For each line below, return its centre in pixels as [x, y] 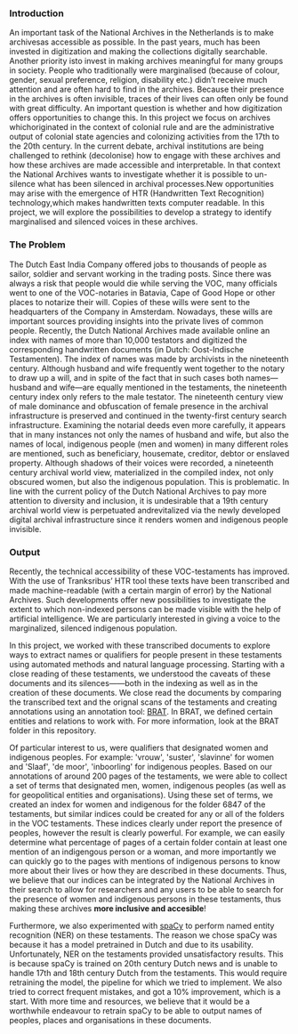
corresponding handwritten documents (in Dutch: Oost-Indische [127, 349]
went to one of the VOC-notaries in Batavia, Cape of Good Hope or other [142, 293]
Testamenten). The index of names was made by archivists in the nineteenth [149, 359]
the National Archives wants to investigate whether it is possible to [131, 174]
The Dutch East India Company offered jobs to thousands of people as [138, 264]
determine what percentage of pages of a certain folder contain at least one [148, 842]
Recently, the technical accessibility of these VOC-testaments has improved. [149, 571]
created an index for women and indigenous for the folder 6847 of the [137, 804]
